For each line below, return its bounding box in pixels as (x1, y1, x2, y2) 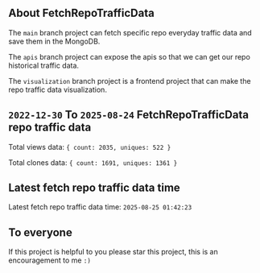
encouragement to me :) (8, 255, 91, 265)
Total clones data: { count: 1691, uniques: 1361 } (8, 157, 178, 168)
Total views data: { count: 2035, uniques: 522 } (8, 142, 171, 151)
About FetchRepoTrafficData (8, 6, 155, 20)
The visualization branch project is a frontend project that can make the (8, 76, 251, 85)
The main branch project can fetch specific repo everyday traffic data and (8, 27, 252, 37)
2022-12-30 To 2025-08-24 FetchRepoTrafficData (8, 108, 250, 122)
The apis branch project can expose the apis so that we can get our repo (8, 52, 251, 61)
